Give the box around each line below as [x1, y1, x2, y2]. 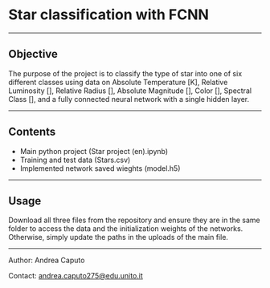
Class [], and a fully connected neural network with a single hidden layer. [8, 94, 250, 103]
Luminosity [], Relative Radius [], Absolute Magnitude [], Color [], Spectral [8, 86, 252, 95]
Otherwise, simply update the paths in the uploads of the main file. [8, 233, 229, 242]
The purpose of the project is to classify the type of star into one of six [8, 68, 243, 78]
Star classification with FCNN [8, 6, 209, 24]
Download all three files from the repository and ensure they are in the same [8, 215, 260, 225]
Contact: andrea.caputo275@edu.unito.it [8, 271, 143, 281]
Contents [8, 125, 56, 139]
